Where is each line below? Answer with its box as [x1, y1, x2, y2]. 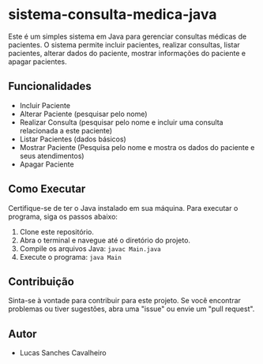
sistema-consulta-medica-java [8, 6, 217, 24]
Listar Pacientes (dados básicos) [19, 134, 126, 144]
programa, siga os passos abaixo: [8, 212, 118, 221]
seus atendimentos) [19, 151, 85, 160]
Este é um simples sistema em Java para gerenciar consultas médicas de [8, 32, 247, 41]
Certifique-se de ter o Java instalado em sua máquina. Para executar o [8, 203, 239, 212]
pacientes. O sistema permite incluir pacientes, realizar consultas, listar [8, 39, 241, 49]
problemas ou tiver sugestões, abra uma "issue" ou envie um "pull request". [8, 304, 255, 313]
